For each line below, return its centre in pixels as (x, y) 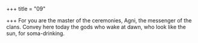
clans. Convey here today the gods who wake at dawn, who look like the (96, 27)
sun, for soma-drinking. (36, 33)
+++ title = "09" (26, 9)
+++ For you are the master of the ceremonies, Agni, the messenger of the (99, 20)
